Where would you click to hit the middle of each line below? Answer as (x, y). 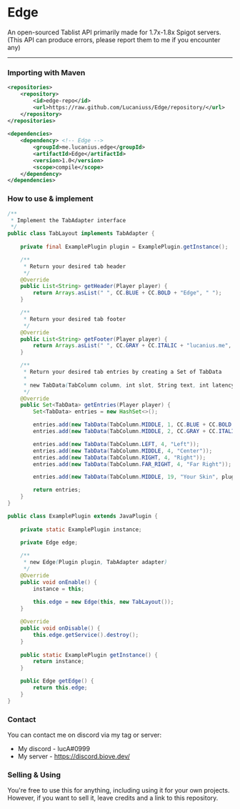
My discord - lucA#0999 (54, 748)
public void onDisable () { (60, 629)
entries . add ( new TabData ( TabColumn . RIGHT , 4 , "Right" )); (120, 457)
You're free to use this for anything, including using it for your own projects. (119, 790)
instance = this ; (59, 589)
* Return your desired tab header (75, 266)
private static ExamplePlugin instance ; (81, 530)
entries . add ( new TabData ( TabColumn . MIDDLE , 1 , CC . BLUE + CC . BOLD (132, 425)
